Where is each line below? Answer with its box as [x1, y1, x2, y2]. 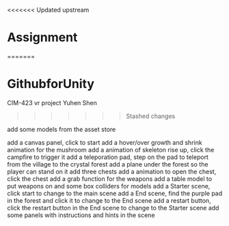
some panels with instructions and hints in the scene [7, 211, 155, 219]
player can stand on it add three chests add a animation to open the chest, [7, 167, 217, 175]
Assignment [7, 30, 78, 45]
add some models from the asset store [7, 125, 116, 133]
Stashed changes [126, 112, 176, 120]
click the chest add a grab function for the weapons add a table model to [7, 174, 213, 183]
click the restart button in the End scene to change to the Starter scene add [7, 203, 219, 212]
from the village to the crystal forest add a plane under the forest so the [7, 160, 208, 168]
